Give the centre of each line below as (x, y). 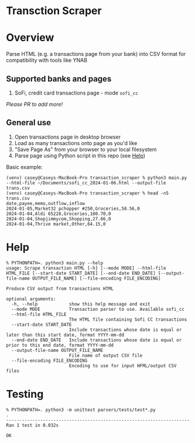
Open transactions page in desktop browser (68, 137)
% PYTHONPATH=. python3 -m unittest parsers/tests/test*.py (81, 410)
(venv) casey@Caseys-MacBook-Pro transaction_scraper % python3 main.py (97, 177)
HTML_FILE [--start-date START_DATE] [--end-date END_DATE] (81, 273)
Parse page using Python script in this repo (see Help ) (80, 155)
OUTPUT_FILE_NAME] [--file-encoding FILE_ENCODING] (96, 278)
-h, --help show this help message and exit (81, 304)
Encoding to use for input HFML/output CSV (123, 365)
